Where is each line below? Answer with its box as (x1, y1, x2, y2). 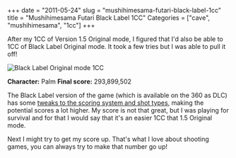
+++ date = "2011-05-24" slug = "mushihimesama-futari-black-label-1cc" (7, 6, 221, 14)
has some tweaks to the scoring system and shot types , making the (7, 98, 204, 107)
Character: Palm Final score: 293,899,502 (7, 77, 132, 86)
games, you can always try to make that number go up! (7, 142, 168, 151)
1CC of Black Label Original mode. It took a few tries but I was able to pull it (7, 43, 226, 50)
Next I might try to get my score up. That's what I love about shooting (7, 135, 210, 143)
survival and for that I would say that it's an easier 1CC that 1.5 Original (7, 113, 213, 122)
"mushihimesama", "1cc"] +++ (7, 21, 95, 29)
